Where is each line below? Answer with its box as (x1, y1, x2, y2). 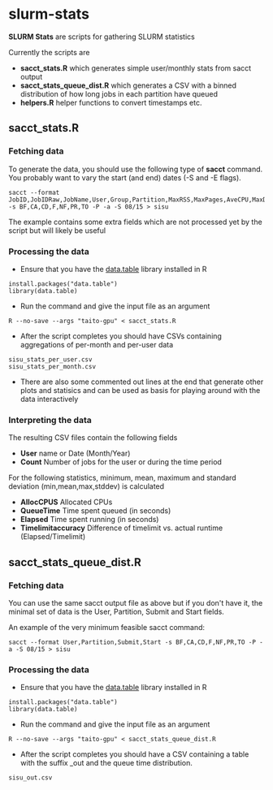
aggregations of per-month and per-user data (19, 339, 174, 349)
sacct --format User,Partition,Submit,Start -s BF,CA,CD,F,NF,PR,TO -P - (8, 638, 264, 646)
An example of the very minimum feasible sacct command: (8, 622, 206, 632)
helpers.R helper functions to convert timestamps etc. (19, 97, 202, 107)
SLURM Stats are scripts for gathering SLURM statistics (8, 32, 195, 41)
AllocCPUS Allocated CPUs (19, 497, 113, 507)
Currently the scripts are (8, 47, 90, 57)
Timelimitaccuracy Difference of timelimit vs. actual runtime (19, 523, 223, 533)
